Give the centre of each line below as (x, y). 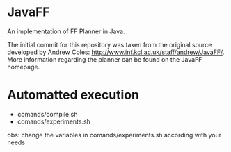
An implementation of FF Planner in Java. (66, 31)
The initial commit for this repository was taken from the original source (110, 44)
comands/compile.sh (47, 114)
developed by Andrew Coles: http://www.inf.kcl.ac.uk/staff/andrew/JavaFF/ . (116, 52)
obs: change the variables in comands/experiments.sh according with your (114, 135)
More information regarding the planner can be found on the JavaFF (105, 59)
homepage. (24, 67)
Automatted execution (73, 95)
